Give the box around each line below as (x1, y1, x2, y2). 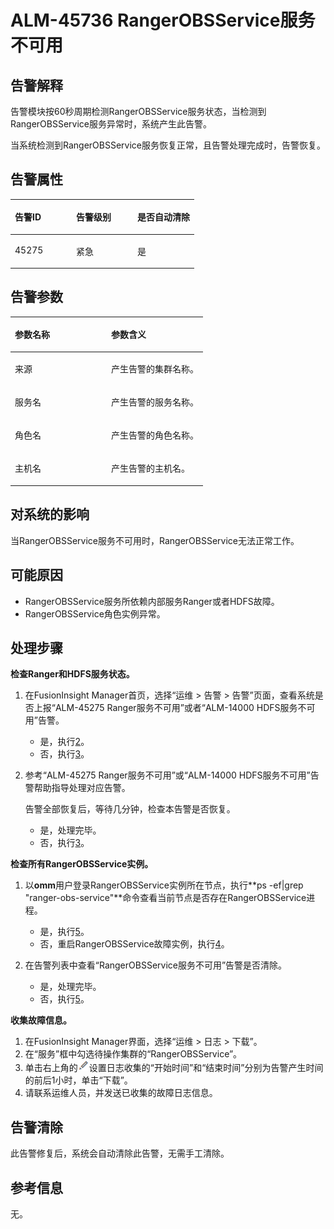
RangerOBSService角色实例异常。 (24, 607, 166, 620)
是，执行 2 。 (39, 736, 90, 748)
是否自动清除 (137, 211, 190, 223)
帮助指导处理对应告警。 (33, 782, 131, 794)
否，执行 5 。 (39, 993, 90, 1005)
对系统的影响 (10, 506, 90, 523)
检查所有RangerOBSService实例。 (10, 858, 154, 870)
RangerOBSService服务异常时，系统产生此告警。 (10, 118, 212, 130)
